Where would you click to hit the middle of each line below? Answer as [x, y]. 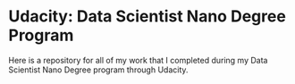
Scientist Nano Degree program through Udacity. [98, 70]
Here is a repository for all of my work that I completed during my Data [138, 60]
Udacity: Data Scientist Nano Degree [147, 17]
